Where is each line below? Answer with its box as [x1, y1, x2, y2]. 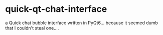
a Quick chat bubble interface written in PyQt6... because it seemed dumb [5, 20, 158, 26]
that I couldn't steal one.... [5, 25, 59, 31]
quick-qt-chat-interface [5, 3, 107, 15]
